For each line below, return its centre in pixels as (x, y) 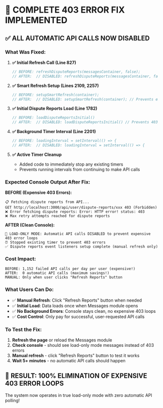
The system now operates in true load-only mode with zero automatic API (79, 395)
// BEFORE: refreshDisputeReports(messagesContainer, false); (76, 72)
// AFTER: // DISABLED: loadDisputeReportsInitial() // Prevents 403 (85, 122)
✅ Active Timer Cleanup (37, 154)
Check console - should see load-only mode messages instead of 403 (83, 345)
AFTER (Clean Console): (30, 225)
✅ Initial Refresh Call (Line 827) (44, 62)
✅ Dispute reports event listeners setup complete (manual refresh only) (82, 247)
